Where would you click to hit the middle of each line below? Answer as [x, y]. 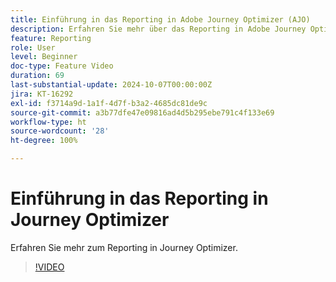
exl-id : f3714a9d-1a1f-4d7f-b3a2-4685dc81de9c [109, 103]
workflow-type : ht [48, 122]
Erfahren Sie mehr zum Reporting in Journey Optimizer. [124, 247]
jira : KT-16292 [42, 94]
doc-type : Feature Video [62, 66]
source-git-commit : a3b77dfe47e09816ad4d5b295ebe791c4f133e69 [142, 112]
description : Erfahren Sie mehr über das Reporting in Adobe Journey [158, 29]
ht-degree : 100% [44, 141]
